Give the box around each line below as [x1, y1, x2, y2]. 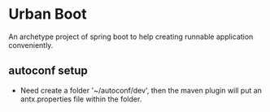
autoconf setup [8, 64, 88, 78]
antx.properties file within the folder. [20, 94, 142, 104]
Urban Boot [8, 5, 87, 24]
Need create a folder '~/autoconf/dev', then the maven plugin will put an [20, 85, 263, 95]
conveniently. [8, 40, 54, 50]
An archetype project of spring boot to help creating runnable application [8, 32, 254, 41]
